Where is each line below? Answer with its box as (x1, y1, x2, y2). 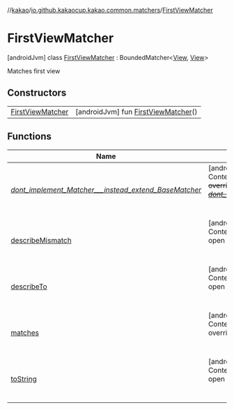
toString (10, 374, 37, 384)
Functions (7, 130, 52, 142)
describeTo (10, 282, 47, 291)
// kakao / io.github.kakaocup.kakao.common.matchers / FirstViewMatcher (7, 6, 214, 14)
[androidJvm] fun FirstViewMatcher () (75, 107, 198, 116)
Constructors (7, 87, 67, 99)
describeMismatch (10, 235, 72, 245)
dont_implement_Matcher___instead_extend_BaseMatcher (10, 185, 202, 195)
